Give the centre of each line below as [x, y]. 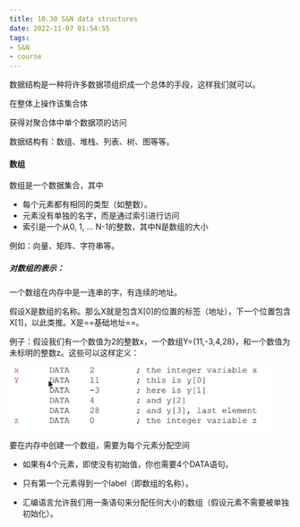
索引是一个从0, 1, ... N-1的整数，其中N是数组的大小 [115, 227]
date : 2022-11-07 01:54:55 [60, 28]
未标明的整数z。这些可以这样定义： [74, 353]
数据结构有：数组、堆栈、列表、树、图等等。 [92, 142]
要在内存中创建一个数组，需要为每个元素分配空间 [99, 445]
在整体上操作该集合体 [48, 104]
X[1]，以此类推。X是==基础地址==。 [77, 323]
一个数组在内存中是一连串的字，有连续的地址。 [95, 292]
